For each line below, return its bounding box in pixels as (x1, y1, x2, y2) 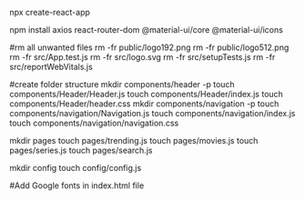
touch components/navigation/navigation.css (9, 117, 179, 128)
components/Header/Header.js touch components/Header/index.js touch (9, 89, 284, 99)
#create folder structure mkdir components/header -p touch (9, 79, 235, 89)
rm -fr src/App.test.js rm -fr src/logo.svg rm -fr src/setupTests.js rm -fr (9, 52, 276, 62)
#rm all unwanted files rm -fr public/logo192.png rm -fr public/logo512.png (9, 42, 290, 53)
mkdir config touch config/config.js (9, 163, 142, 173)
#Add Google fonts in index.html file (9, 180, 145, 191)
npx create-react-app (9, 7, 91, 17)
